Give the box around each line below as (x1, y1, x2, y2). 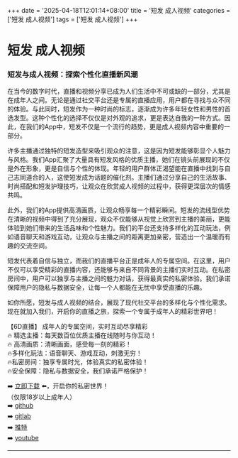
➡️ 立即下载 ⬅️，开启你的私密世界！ (7, 382, 109, 391)
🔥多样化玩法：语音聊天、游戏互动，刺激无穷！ (7, 349, 143, 357)
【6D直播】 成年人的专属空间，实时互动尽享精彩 (7, 322, 148, 331)
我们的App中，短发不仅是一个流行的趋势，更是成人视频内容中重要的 (25, 123, 225, 131)
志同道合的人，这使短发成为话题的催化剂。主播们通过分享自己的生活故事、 (13, 173, 231, 182)
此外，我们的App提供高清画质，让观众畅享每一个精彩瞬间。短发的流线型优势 (7, 206, 230, 214)
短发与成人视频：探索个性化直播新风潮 (7, 70, 138, 80)
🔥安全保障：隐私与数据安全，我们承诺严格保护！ (7, 366, 149, 375)
